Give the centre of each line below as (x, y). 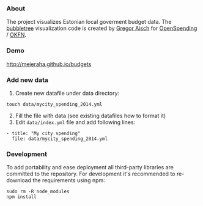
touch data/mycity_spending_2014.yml (54, 104)
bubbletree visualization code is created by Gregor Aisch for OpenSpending (102, 28)
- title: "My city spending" (43, 133)
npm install (21, 197)
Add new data (28, 79)
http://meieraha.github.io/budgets (49, 64)
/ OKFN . (16, 35)
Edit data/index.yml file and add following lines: (75, 122)
